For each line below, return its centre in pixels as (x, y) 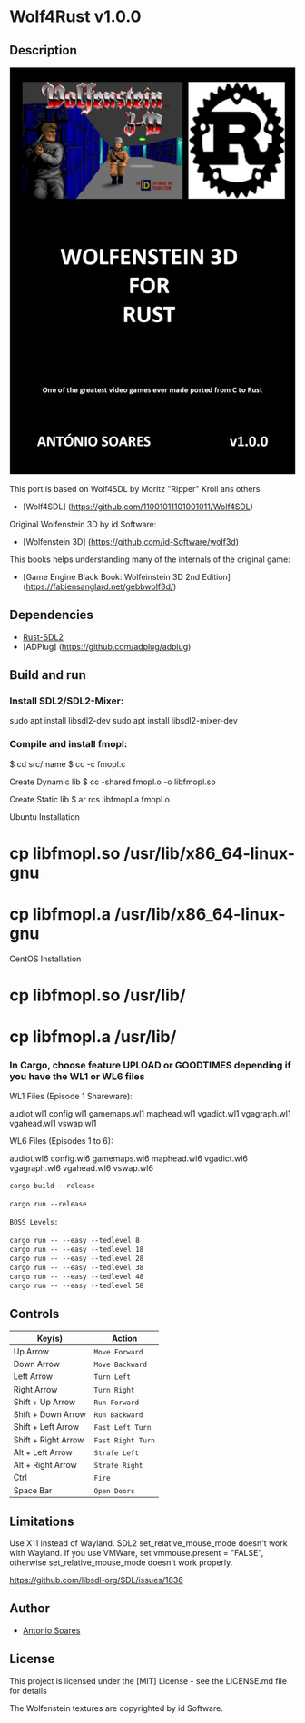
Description (43, 50)
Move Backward (121, 1365)
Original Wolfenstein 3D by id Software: (83, 524)
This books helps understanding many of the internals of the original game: (150, 559)
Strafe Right (118, 1466)
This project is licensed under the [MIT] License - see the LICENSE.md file (148, 1680)
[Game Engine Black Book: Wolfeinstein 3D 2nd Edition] (127, 576)
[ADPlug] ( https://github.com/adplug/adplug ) (107, 646)
